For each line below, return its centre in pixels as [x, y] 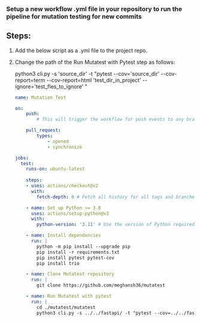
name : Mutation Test [40, 97]
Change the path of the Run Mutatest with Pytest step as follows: [95, 62]
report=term [30, 80]
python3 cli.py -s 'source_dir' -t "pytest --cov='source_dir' [87, 73]
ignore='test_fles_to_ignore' [49, 87]
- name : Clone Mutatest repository [70, 274]
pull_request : [43, 130]
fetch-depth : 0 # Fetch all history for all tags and [105, 197]
